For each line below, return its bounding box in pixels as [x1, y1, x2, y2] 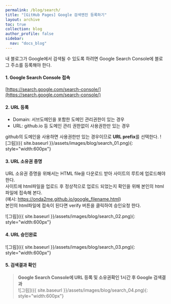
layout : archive [5, 17, 40, 22]
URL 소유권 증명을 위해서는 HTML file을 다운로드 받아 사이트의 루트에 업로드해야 [5, 170, 166, 177]
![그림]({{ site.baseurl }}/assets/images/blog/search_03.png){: [5, 244, 136, 250]
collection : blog [5, 27, 42, 32]
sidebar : [5, 36, 24, 41]
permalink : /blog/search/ [5, 7, 60, 13]
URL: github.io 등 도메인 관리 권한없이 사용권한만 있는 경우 [12, 123, 130, 129]
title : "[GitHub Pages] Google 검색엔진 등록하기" [5, 12, 107, 17]
